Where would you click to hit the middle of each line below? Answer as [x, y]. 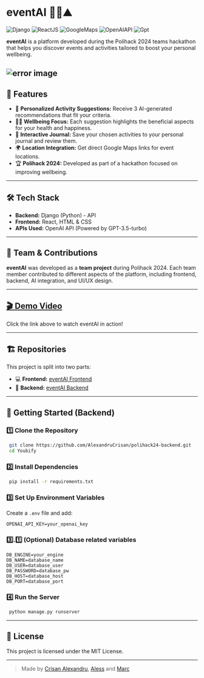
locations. [27, 157]
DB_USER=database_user [35, 565]
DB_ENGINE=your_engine [35, 555]
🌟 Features [27, 94]
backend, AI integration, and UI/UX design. [60, 280]
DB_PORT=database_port [35, 581]
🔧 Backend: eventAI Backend [52, 388]
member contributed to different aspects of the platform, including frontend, [101, 274]
